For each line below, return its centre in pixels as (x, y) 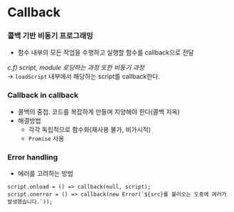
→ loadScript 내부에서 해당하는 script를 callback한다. (84, 77)
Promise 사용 (46, 138)
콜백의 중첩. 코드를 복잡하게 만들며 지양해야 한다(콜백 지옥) (99, 111)
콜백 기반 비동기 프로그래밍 (50, 36)
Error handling (33, 157)
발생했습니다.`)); (30, 202)
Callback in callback (43, 95)
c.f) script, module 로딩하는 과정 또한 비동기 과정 (76, 67)
